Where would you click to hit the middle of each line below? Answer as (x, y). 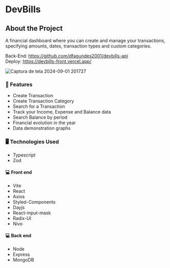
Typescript (24, 155)
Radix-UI (22, 218)
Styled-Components (34, 202)
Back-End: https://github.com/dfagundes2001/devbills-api (67, 56)
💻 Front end (19, 172)
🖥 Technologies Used (32, 142)
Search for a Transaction (39, 106)
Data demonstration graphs (41, 128)
